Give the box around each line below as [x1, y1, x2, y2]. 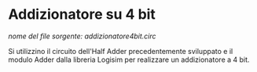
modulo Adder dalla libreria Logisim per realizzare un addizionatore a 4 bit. [8, 55, 250, 64]
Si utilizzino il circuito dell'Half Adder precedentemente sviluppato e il [8, 46, 233, 56]
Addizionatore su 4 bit [8, 5, 156, 23]
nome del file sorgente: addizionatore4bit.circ [8, 31, 156, 41]
